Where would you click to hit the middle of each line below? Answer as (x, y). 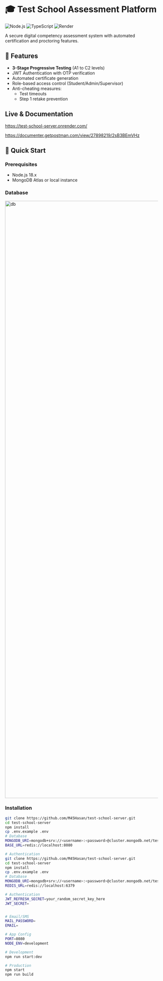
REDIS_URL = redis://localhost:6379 (40, 886)
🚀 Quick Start (25, 151)
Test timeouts (33, 93)
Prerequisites (21, 164)
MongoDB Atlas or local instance (45, 180)
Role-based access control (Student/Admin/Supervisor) (68, 83)
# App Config (18, 934)
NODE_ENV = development (27, 943)
